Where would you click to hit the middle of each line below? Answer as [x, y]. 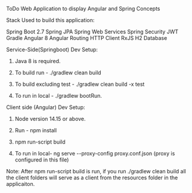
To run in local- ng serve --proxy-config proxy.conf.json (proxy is [95, 153]
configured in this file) [42, 160]
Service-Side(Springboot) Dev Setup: [52, 49]
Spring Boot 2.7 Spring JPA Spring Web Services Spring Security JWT [92, 32]
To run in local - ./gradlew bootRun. [58, 96]
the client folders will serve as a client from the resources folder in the [92, 178]
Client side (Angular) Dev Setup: [46, 107]
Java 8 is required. [38, 61]
